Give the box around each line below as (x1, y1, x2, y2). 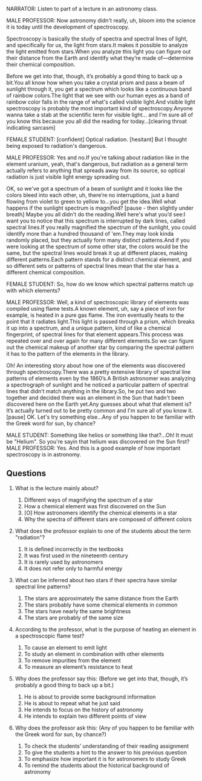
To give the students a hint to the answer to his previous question (24, 748, 187, 756)
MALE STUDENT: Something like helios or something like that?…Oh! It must (6, 431, 194, 439)
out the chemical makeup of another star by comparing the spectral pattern (6, 344, 194, 351)
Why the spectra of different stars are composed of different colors (24, 515, 192, 523)
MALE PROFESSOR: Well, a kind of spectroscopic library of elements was (6, 299, 189, 305)
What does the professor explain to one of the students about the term (15, 527, 191, 534)
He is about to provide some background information (24, 693, 156, 700)
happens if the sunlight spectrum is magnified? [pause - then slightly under (6, 204, 194, 211)
